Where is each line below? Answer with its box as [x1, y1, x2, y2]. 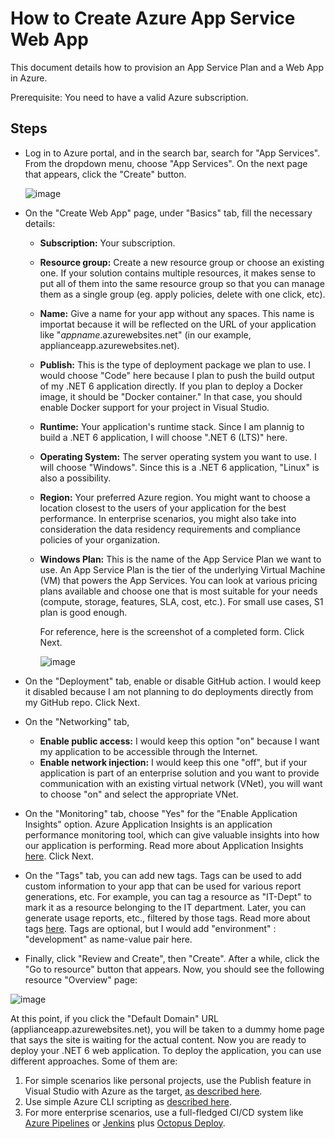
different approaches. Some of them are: [10, 1055, 178, 1067]
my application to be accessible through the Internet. [39, 745, 258, 757]
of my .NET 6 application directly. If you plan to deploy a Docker [39, 380, 303, 392]
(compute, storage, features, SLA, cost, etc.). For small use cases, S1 [39, 595, 324, 607]
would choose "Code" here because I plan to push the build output [39, 369, 315, 381]
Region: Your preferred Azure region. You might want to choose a [39, 491, 311, 503]
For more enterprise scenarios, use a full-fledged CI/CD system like [24, 1106, 304, 1118]
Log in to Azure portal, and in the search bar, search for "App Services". [24, 147, 321, 159]
